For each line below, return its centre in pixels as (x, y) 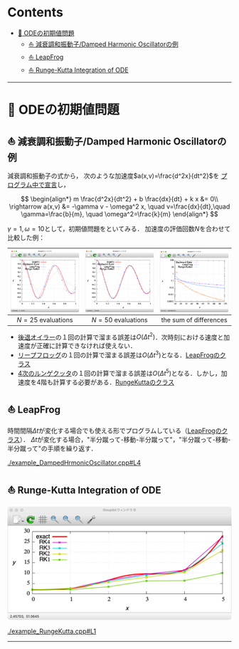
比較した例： (26, 237)
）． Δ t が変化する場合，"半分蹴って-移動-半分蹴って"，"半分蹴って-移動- (125, 440)
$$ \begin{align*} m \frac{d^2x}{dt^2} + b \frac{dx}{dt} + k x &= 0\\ (119, 199)
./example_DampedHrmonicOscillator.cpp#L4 (74, 463)
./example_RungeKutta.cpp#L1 (52, 631)
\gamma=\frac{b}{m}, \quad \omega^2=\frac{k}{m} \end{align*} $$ (119, 213)
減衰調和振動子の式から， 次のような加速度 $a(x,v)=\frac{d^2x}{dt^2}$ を (113, 176)
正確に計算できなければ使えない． (86, 346)
